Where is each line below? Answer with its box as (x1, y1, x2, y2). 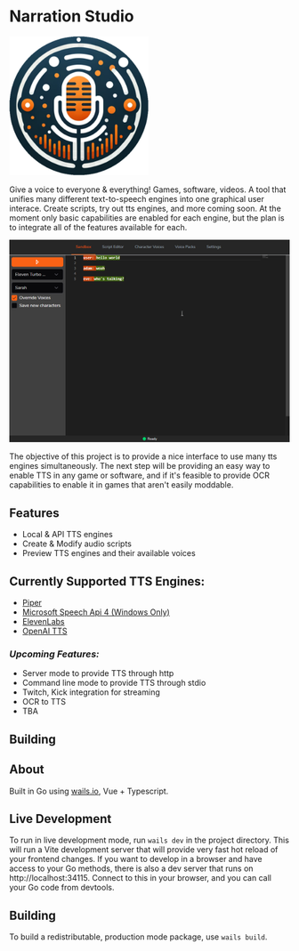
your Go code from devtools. (9, 882, 115, 893)
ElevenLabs (21, 617, 65, 627)
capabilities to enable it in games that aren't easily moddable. (9, 480, 234, 490)
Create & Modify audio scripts (21, 538, 132, 549)
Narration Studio (9, 6, 134, 27)
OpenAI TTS (21, 625, 68, 637)
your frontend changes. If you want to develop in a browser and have (9, 854, 263, 865)
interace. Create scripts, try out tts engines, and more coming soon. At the (9, 203, 282, 214)
